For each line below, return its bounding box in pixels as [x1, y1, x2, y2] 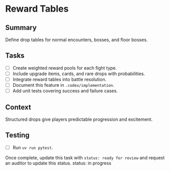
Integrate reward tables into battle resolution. [12, 76, 107, 82]
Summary [5, 23, 37, 32]
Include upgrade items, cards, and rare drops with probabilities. [12, 71, 145, 77]
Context [5, 102, 31, 112]
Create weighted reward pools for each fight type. [12, 64, 117, 71]
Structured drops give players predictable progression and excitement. [5, 116, 153, 122]
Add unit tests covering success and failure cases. [12, 88, 118, 94]
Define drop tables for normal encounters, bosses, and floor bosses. [5, 37, 148, 43]
